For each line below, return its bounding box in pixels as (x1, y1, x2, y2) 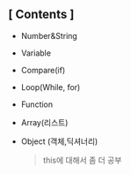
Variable (20, 48, 52, 58)
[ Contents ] (8, 7, 75, 22)
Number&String (20, 30, 78, 41)
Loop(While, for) (20, 81, 81, 92)
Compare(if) (20, 64, 66, 75)
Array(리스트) (20, 117, 69, 127)
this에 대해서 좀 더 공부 (42, 155, 122, 165)
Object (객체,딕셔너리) (20, 136, 98, 147)
